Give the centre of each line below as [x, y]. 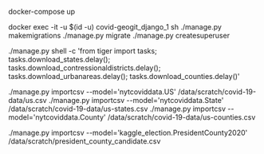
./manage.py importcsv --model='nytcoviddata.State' [136, 100]
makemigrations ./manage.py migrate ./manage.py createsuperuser [119, 36]
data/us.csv [28, 100]
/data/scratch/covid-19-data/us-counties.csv [181, 117]
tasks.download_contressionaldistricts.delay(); [85, 68]
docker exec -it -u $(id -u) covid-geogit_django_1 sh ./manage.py [115, 27]
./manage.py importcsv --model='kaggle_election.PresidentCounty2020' [128, 132]
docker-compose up [42, 12]
